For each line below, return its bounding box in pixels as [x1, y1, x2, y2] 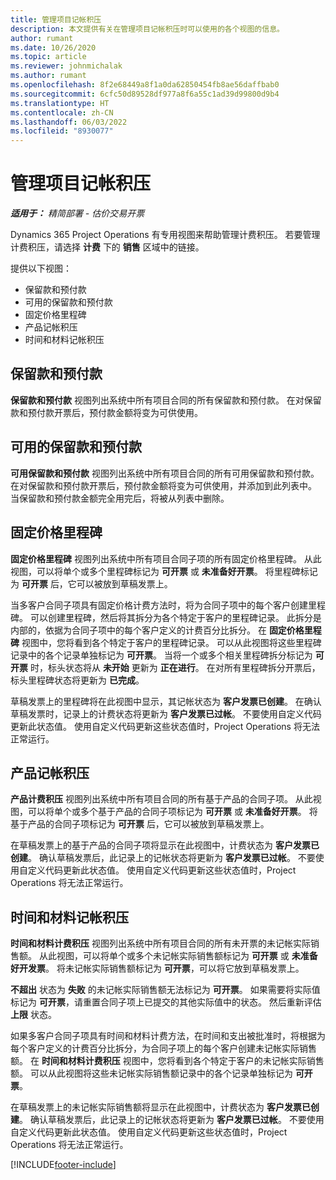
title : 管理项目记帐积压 [10, 14, 102, 25]
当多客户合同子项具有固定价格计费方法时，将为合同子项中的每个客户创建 [10, 599, 308, 611]
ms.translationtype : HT [10, 98, 110, 108]
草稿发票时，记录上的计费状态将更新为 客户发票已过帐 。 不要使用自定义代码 [10, 707, 322, 720]
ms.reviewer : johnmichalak [10, 61, 123, 71]
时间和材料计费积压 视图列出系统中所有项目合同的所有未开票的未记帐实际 [10, 937, 311, 950]
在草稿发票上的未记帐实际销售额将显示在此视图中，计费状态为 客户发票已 [10, 1101, 311, 1113]
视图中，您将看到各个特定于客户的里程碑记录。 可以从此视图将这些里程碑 [21, 636, 322, 648]
